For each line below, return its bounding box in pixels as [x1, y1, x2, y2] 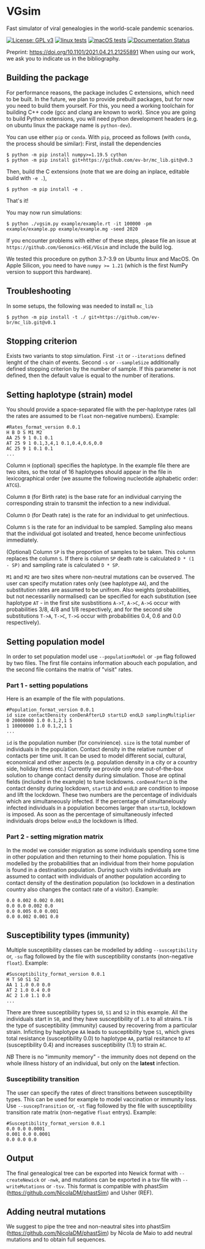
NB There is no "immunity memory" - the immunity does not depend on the [6, 1053, 196, 1061]
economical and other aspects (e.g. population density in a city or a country [6, 759, 198, 766]
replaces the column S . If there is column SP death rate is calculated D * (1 [6, 555, 195, 562]
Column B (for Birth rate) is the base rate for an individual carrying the [6, 493, 182, 501]
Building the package [6, 72, 89, 83]
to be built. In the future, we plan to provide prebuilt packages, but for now [6, 95, 194, 102]
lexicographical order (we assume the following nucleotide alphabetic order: [6, 475, 198, 482]
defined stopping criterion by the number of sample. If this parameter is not [6, 365, 196, 373]
